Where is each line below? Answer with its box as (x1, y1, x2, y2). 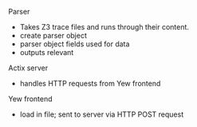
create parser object (19, 31, 88, 40)
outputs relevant (19, 48, 74, 57)
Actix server (8, 63, 49, 73)
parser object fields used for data (19, 39, 130, 49)
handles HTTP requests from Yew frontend (19, 79, 161, 88)
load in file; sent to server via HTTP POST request (19, 109, 184, 119)
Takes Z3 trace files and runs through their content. (19, 22, 190, 31)
